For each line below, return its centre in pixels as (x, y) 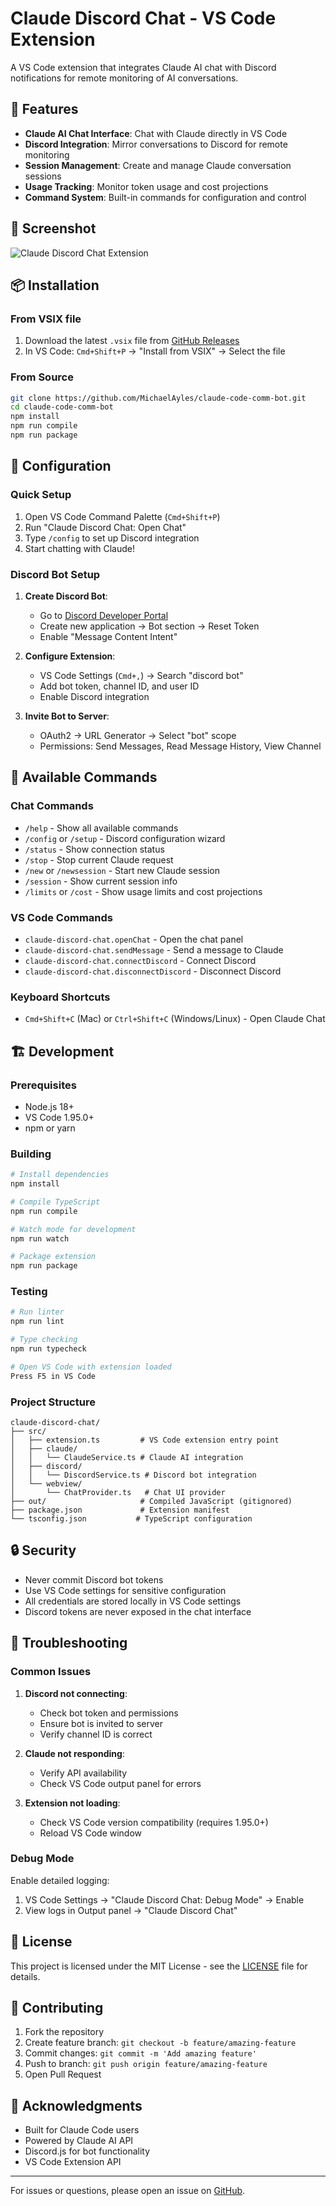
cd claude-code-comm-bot (62, 407)
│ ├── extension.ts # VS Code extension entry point (145, 1440)
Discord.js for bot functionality (87, 2151)
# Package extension (53, 1257)
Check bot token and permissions (109, 1713)
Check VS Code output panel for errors (120, 1783)
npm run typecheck (48, 1349)
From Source (42, 377)
